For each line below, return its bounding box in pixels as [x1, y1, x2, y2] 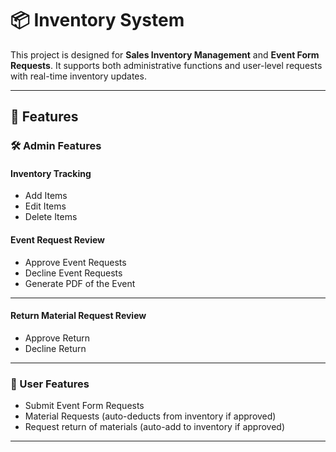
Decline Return [24, 342, 87, 354]
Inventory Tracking [10, 167, 92, 179]
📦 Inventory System [10, 9, 185, 32]
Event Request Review [10, 234, 106, 246]
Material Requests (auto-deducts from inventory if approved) [24, 410, 277, 422]
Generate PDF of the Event [24, 277, 136, 289]
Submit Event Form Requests [24, 400, 145, 412]
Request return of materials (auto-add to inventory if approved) [24, 421, 286, 433]
